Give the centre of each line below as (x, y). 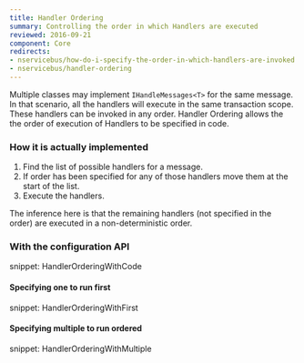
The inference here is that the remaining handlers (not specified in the (141, 214)
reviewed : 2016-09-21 (51, 35)
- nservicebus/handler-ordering (71, 69)
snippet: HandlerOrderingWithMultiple (81, 348)
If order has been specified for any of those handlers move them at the (155, 176)
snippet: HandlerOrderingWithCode (76, 267)
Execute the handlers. (63, 196)
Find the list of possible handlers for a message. (112, 167)
